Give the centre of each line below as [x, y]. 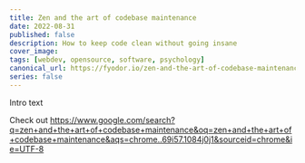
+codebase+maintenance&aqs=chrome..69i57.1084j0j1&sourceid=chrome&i [151, 139]
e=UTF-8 [27, 149]
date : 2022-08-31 [42, 26]
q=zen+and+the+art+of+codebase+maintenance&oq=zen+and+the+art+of [151, 129]
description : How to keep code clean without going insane [123, 43]
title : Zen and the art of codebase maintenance [103, 18]
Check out [29, 120]
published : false [42, 34]
